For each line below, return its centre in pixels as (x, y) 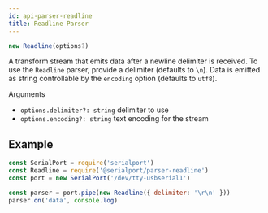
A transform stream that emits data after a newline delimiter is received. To (133, 61)
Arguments (27, 94)
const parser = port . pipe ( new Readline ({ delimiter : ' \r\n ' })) (119, 193)
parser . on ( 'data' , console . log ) (63, 200)
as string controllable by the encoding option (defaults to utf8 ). (113, 79)
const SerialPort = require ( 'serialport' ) (81, 163)
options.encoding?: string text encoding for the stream (114, 119)
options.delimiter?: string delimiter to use (94, 110)
